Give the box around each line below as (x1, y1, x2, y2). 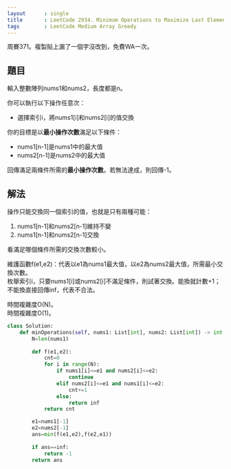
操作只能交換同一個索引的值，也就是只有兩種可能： (7, 208, 152, 215)
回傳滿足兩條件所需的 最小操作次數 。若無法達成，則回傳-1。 (7, 166, 175, 174)
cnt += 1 (68, 386, 88, 393)
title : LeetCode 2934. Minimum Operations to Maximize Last (7, 17, 205, 23)
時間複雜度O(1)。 (7, 309, 55, 317)
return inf (68, 400, 100, 406)
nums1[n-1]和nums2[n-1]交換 (16, 231, 100, 239)
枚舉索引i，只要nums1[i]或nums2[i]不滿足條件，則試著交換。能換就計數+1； (7, 277, 221, 285)
